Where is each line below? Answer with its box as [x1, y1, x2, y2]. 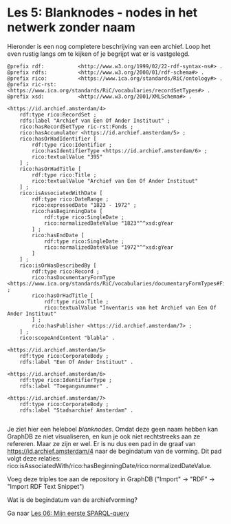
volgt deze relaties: [7, 454, 61, 463]
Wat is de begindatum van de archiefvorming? [7, 495, 137, 504]
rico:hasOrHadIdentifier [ [19, 135, 97, 142]
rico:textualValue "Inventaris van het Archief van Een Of [43, 304, 217, 311]
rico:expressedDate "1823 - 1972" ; [32, 201, 137, 208]
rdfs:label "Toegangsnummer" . [19, 383, 109, 390]
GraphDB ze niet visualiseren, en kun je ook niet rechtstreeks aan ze [7, 432, 201, 441]
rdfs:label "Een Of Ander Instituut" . [19, 359, 134, 365]
